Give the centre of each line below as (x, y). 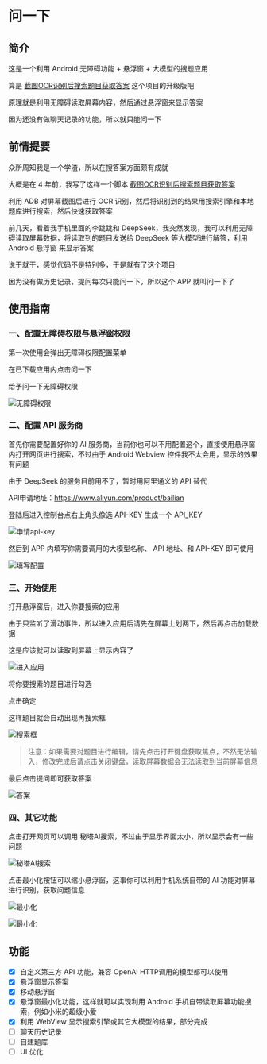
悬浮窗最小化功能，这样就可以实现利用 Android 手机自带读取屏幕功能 (132, 1002)
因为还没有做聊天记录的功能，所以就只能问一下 (85, 119)
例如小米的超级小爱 (65, 1012)
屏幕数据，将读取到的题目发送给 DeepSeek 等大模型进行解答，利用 (138, 237)
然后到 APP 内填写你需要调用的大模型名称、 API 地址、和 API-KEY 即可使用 (131, 548)
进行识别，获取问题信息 (46, 890)
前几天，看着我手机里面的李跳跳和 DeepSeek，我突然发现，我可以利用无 (127, 228)
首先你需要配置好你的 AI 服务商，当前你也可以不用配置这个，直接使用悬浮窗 (132, 444)
